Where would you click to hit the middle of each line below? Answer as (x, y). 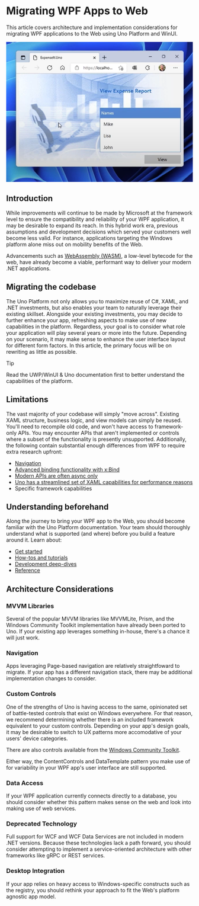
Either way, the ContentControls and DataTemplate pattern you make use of (98, 761)
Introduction (30, 199)
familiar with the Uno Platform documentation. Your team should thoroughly (98, 527)
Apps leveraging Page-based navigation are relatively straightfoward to (93, 666)
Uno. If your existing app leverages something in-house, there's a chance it (98, 632)
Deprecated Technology (41, 824)
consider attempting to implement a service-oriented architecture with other (99, 849)
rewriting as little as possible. (42, 351)
